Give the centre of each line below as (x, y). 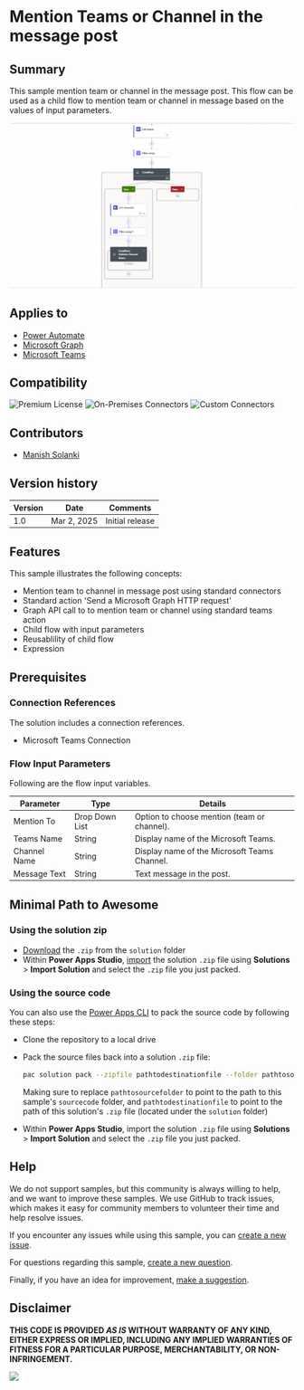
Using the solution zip (58, 930)
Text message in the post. (182, 873)
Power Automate (53, 335)
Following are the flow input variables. (80, 784)
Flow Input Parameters (60, 764)
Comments (130, 508)
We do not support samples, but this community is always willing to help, (145, 1188)
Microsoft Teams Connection (76, 740)
